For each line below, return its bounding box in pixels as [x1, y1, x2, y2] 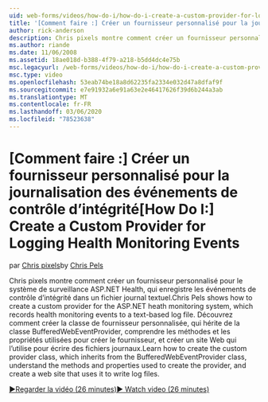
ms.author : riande [9, 41, 70, 49]
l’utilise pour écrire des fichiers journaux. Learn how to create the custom [9, 343, 247, 353]
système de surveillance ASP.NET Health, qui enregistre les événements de [9, 284, 257, 294]
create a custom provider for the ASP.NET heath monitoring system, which [9, 301, 254, 310]
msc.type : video [9, 71, 63, 79]
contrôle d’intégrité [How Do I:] [9, 201, 215, 219]
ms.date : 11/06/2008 [9, 49, 78, 57]
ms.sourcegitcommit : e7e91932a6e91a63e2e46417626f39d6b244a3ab [9, 85, 223, 94]
